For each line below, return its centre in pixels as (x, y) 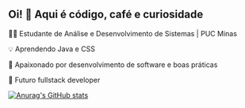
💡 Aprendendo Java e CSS (52, 49)
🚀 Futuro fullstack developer (54, 80)
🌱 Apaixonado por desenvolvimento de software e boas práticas (113, 65)
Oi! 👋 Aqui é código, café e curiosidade (106, 15)
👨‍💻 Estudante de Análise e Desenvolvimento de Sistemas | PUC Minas (123, 33)
